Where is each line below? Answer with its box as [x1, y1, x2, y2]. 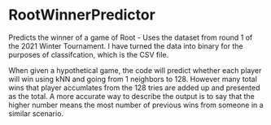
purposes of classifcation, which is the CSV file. [8, 50, 169, 59]
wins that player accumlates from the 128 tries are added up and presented [8, 83, 260, 93]
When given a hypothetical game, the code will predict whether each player [8, 65, 262, 75]
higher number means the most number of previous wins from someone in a [8, 100, 264, 110]
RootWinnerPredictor [8, 6, 156, 24]
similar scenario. [8, 108, 63, 119]
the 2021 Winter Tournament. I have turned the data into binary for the [8, 41, 243, 50]
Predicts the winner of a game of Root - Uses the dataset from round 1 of [8, 32, 253, 42]
